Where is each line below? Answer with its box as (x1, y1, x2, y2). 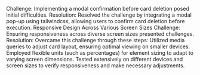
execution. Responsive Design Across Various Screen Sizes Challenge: (6, 24, 180, 31)
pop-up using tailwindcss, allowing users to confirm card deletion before (6, 18, 185, 24)
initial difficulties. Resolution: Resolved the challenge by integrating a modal (6, 11, 192, 18)
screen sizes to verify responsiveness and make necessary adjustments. (6, 62, 185, 69)
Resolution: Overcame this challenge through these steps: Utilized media (6, 37, 185, 43)
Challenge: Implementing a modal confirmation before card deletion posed (6, 5, 190, 12)
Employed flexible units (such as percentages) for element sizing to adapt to (6, 49, 194, 56)
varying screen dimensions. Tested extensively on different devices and (6, 56, 183, 62)
